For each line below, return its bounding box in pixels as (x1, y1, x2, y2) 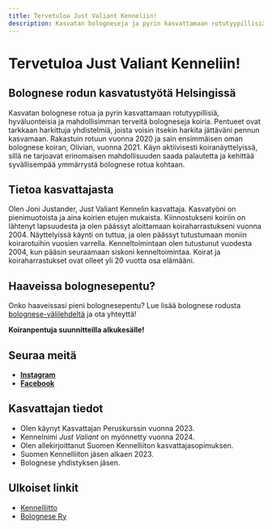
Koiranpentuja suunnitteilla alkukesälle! (8, 325, 145, 335)
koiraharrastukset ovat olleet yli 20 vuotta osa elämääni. (8, 256, 195, 265)
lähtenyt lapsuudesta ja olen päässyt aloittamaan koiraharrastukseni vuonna (8, 222, 261, 231)
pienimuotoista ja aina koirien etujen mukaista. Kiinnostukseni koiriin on (8, 213, 246, 222)
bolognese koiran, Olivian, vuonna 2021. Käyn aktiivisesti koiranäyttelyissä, (8, 142, 258, 152)
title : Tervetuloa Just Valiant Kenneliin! (8, 11, 158, 20)
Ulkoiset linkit (8, 481, 79, 495)
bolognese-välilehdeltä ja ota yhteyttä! (8, 309, 137, 320)
